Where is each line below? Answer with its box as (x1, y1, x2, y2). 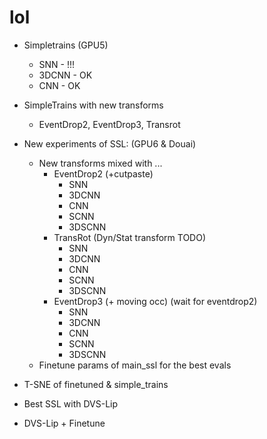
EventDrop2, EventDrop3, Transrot (38, 118, 181, 130)
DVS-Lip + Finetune (23, 417, 106, 429)
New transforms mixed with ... (38, 157, 163, 169)
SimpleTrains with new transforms (23, 99, 164, 111)
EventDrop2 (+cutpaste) (53, 167, 154, 180)
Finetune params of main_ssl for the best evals (38, 359, 232, 371)
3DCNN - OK (38, 69, 93, 81)
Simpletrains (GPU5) (23, 39, 109, 51)
